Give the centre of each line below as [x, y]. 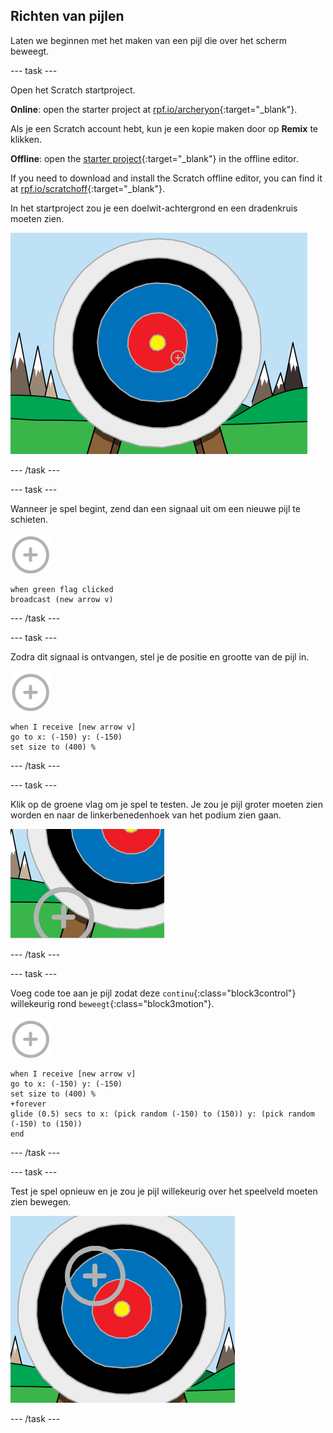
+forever [28, 1104]
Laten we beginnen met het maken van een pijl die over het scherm [149, 40]
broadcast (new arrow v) [62, 599]
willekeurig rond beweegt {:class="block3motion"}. [112, 1003]
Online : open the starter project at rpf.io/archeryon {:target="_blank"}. [154, 109]
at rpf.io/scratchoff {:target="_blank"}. [87, 188]
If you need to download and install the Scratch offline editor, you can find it [166, 178]
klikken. [26, 139]
